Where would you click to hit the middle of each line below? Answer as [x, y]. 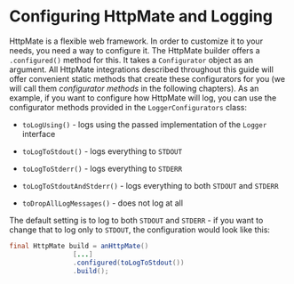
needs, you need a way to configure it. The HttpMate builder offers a [135, 50]
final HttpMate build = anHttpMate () [79, 246]
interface [39, 134]
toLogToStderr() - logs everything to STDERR [102, 168]
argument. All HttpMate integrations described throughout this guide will [141, 69]
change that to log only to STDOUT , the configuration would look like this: [140, 230]
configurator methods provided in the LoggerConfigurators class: [128, 107]
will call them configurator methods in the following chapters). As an [134, 88]
